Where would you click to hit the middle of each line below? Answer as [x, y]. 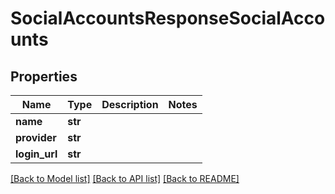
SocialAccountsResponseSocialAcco [168, 18]
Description [130, 104]
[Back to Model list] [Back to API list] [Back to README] [125, 178]
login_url [36, 154]
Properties [44, 76]
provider [36, 137]
